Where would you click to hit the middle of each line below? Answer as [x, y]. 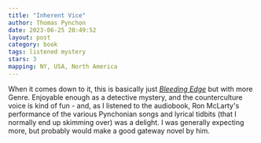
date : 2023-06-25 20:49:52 [52, 30]
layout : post [29, 37]
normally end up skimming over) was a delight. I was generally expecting [126, 122]
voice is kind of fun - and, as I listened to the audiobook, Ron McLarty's [124, 105]
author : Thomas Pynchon [47, 23]
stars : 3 [22, 60]
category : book [33, 45]
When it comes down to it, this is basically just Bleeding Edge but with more [130, 89]
